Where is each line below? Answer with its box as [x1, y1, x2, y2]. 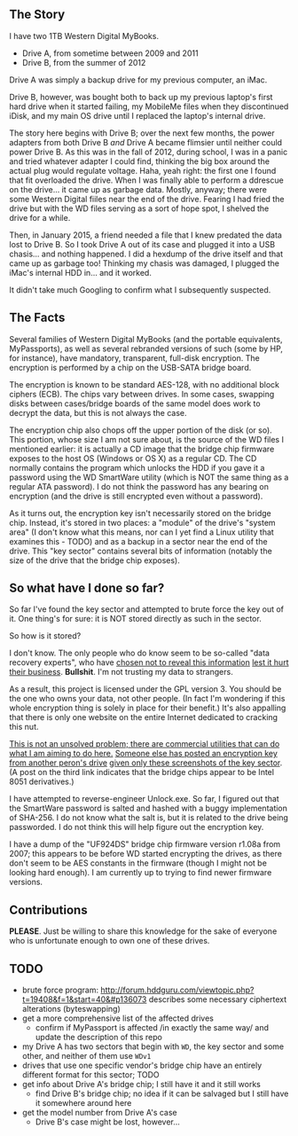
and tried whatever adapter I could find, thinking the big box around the [9, 155, 271, 167]
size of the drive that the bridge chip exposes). [9, 554, 180, 566]
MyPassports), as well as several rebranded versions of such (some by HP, [9, 343, 284, 354]
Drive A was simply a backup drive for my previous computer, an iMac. [9, 74, 268, 85]
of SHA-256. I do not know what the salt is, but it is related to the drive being [9, 812, 288, 823]
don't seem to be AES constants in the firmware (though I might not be [9, 858, 268, 868]
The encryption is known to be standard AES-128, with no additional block [9, 379, 279, 389]
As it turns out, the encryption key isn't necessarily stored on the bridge [9, 507, 272, 518]
